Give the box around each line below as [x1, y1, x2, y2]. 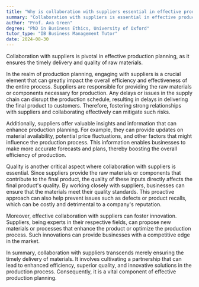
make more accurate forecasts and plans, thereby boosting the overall [6, 145, 178, 152]
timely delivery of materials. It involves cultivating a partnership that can [6, 256, 182, 262]
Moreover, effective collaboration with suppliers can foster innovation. [6, 212, 177, 219]
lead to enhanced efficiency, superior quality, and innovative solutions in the [6, 262, 192, 269]
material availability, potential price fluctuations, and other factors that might [6, 133, 192, 140]
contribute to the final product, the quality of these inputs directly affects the [6, 176, 193, 182]
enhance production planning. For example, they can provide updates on [6, 126, 184, 133]
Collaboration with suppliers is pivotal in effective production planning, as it [6, 53, 190, 59]
